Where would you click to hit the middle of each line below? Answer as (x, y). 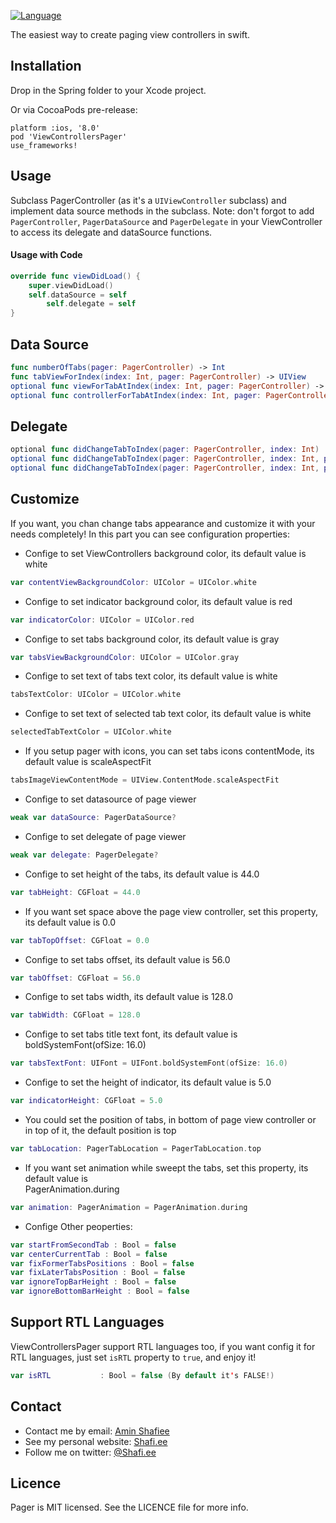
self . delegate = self (91, 304)
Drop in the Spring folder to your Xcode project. (108, 90)
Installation (46, 66)
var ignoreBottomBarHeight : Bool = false (100, 1291)
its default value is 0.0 (70, 922)
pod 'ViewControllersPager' (69, 136)
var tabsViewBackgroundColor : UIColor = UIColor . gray (125, 657)
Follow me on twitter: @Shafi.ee (90, 1452)
